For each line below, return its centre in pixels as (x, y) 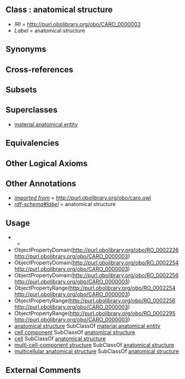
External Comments (43, 370)
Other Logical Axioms (47, 163)
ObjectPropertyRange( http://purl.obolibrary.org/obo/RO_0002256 (95, 301)
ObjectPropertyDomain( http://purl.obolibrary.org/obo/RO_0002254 (96, 263)
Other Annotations (41, 183)
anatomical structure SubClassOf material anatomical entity (87, 326)
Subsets (21, 90)
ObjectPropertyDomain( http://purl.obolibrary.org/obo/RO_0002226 (96, 250)
